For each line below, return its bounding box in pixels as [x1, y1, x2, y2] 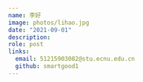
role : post [8, 41, 44, 48]
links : [8, 48, 30, 55]
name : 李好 [8, 11, 42, 20]
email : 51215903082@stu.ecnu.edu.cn [15, 55, 135, 63]
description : [8, 33, 51, 41]
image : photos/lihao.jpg [8, 19, 90, 27]
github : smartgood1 [15, 62, 79, 70]
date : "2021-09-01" [8, 26, 72, 34]
